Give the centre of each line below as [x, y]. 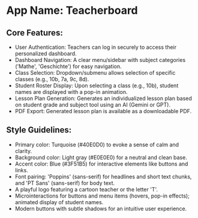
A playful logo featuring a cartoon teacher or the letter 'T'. [86, 189]
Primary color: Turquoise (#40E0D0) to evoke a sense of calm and [97, 145]
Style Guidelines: [39, 130]
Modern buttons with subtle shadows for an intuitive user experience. [101, 208]
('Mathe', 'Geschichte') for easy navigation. [68, 66]
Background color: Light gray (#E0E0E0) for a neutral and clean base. [101, 157]
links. [21, 170]
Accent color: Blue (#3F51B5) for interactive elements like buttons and [101, 164]
